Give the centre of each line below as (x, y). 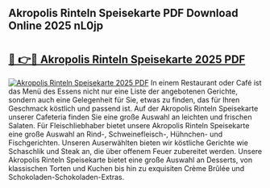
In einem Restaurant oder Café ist (206, 83)
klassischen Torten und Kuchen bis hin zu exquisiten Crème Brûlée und (127, 168)
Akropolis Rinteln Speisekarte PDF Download (124, 13)
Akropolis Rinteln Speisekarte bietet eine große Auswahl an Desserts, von (130, 160)
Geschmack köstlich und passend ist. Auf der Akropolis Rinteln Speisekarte (133, 109)
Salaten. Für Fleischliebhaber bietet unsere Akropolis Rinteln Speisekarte (129, 125)
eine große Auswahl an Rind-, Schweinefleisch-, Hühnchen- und (116, 134)
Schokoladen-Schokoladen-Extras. (66, 177)
